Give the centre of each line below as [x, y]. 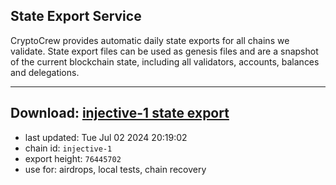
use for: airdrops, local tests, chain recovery [115, 169]
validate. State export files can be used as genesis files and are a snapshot [164, 51]
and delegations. [45, 72]
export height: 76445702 [73, 158]
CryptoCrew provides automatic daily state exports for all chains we [150, 40]
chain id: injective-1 [68, 148]
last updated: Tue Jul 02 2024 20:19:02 [106, 137]
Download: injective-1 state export [120, 113]
